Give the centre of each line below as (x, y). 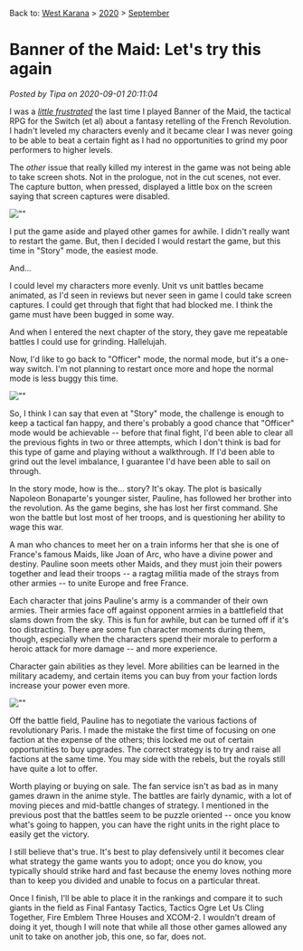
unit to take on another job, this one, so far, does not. (108, 937)
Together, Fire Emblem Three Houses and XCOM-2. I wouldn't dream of (142, 917)
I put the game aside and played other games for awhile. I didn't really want (150, 231)
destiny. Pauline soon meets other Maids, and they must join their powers (146, 564)
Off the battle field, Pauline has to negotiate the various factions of (133, 720)
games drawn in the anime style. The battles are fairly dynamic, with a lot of (151, 795)
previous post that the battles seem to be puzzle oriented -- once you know (150, 814)
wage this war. (37, 527)
